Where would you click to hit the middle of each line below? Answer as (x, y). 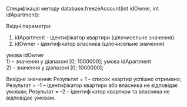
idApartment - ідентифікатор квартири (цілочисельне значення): (95, 37)
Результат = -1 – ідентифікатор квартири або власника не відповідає (92, 85)
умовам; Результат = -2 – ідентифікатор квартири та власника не (88, 91)
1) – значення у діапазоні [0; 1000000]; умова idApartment (79, 61)
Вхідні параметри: (29, 26)
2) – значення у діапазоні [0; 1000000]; (55, 68)
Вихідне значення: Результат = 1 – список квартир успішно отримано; (94, 79)
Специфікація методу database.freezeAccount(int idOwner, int (83, 9)
